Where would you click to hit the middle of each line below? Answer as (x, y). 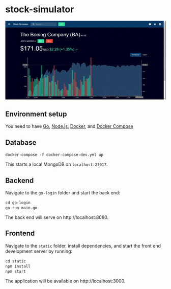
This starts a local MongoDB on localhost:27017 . (56, 164)
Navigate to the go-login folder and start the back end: (63, 192)
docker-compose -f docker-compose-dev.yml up (54, 155)
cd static (16, 261)
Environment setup (36, 114)
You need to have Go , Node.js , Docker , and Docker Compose (69, 126)
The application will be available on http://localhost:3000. (65, 281)
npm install (18, 266)
